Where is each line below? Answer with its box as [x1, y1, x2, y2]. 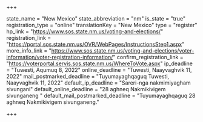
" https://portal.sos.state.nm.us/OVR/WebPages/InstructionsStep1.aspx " [6, 40, 185, 48]
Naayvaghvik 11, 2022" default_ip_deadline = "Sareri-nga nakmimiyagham [6, 79, 191, 86]
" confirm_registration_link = [113, 54, 184, 60]
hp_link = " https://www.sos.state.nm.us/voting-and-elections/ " [6, 28, 164, 35]
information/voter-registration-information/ [6, 54, 113, 60]
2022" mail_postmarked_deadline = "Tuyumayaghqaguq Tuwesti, [6, 73, 170, 80]
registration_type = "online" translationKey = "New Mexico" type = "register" [6, 22, 198, 28]
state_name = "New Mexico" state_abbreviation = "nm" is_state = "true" [6, 15, 186, 22]
